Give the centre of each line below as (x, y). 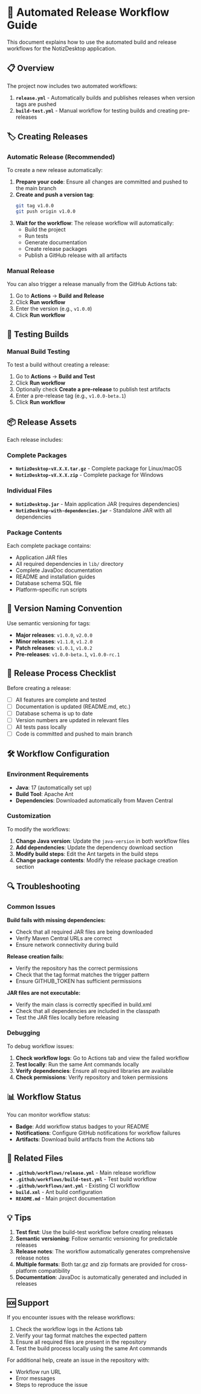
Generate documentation (56, 242)
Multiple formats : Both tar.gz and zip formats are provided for (93, 1264)
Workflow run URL (38, 1372)
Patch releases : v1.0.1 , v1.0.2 (54, 648)
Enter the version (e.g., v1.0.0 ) (54, 309)
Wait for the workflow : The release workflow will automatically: (95, 223)
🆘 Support (28, 1303)
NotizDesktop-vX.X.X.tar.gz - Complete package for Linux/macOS (99, 468)
